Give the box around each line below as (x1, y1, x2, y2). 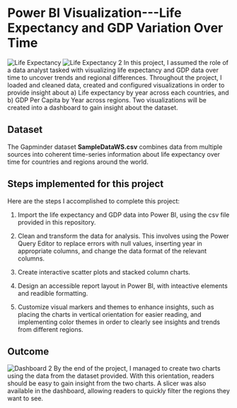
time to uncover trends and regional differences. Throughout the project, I (7, 73, 222, 82)
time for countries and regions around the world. (7, 157, 149, 166)
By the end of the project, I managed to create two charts (53, 364, 221, 373)
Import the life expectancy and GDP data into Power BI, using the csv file (17, 210, 230, 219)
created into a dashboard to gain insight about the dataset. (7, 103, 178, 112)
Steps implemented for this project (7, 178, 164, 190)
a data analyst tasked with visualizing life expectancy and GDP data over (7, 66, 219, 74)
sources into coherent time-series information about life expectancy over (7, 150, 221, 158)
